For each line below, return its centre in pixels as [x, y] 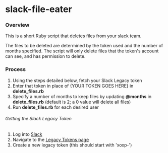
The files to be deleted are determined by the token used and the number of [84, 46]
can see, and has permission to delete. [45, 56]
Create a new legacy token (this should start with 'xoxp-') [72, 145]
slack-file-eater [39, 9]
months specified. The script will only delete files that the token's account [82, 51]
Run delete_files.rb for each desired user [56, 107]
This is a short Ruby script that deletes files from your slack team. [73, 36]
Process [16, 69]
